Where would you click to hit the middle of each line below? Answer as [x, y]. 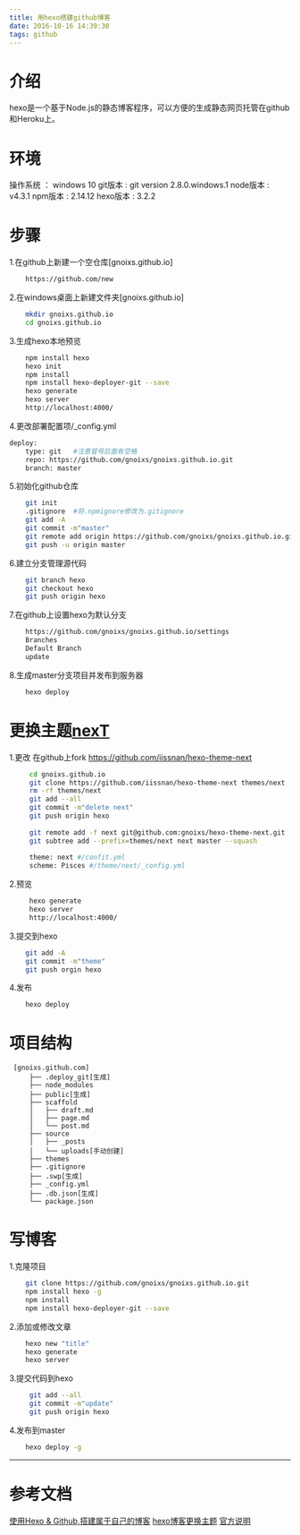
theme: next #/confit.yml [77, 858]
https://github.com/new [70, 279]
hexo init [44, 366]
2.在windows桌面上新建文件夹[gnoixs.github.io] [97, 297]
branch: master [54, 468]
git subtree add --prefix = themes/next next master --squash [143, 841]
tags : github [33, 34]
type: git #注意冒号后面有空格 [81, 451]
